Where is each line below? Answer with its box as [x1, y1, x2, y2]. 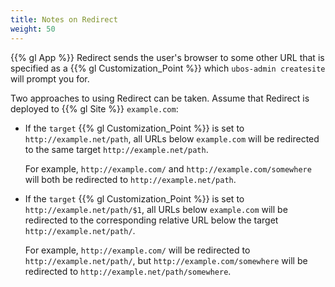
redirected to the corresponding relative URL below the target [24, 214, 279, 226]
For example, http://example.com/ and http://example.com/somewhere [24, 162, 312, 175]
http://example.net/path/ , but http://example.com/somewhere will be [24, 254, 308, 266]
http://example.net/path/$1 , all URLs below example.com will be [24, 203, 288, 215]
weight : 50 [10, 24, 56, 34]
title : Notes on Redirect [10, 14, 118, 25]
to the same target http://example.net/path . [24, 143, 209, 155]
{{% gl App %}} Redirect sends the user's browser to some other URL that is [10, 51, 325, 63]
